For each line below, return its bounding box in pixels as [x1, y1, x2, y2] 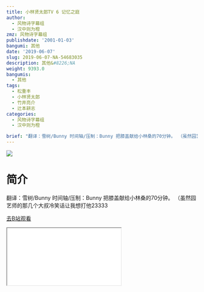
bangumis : [6, 71, 32, 77]
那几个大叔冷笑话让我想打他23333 [22, 202, 108, 209]
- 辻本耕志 [12, 105, 36, 112]
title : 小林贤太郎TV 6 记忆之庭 [6, 9, 80, 15]
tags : [6, 83, 20, 89]
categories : [6, 111, 36, 117]
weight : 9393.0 [6, 65, 45, 72]
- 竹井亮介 [12, 99, 36, 105]
